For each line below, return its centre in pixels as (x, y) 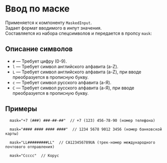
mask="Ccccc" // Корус (34, 155)
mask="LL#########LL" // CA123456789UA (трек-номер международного (82, 142)
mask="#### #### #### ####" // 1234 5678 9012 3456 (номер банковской (86, 129)
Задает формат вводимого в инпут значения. (53, 28)
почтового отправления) (30, 147)
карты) (12, 133)
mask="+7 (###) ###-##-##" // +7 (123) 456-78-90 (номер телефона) (82, 120)
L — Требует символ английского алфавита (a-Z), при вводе (77, 72)
